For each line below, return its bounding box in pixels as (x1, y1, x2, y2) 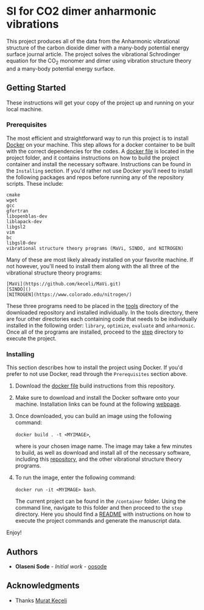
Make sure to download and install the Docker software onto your (15, 394, 180, 402)
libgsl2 (6, 224, 26, 230)
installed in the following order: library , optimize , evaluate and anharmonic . (6, 322, 195, 329)
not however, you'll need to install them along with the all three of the (6, 262, 180, 270)
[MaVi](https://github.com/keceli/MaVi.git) (6, 281, 121, 287)
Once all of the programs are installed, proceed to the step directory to (6, 328, 184, 336)
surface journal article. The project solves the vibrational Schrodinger (6, 50, 181, 57)
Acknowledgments (6, 581, 80, 591)
